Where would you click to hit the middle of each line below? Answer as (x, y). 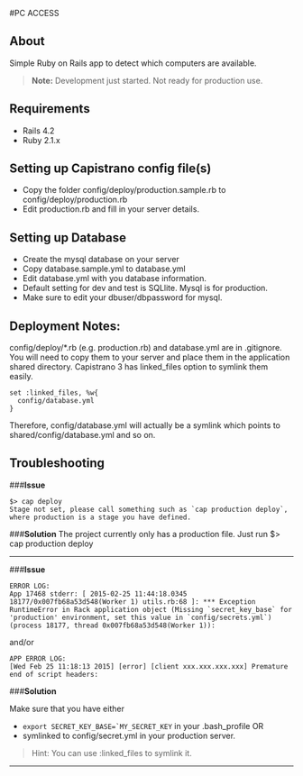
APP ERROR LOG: (38, 658)
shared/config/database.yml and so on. (83, 435)
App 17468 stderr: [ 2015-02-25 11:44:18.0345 (98, 594)
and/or (22, 642)
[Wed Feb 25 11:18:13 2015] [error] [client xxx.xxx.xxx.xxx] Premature (149, 666)
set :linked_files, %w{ (54, 393)
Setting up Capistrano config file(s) (110, 169)
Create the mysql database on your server (101, 260)
